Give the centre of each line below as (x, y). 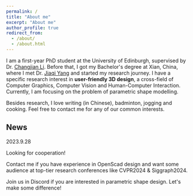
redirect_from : (25, 33)
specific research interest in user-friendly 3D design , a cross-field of (90, 79)
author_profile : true (32, 28)
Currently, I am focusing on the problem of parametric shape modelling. (92, 92)
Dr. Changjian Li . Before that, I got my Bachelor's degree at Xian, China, (92, 66)
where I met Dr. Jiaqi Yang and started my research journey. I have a (88, 73)
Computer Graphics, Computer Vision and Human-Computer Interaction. (93, 85)
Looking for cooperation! (36, 153)
